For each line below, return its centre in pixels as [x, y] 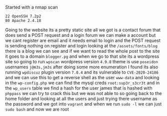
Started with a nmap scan [32, 7]
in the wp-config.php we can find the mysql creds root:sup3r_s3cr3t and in [82, 83]
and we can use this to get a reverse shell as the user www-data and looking [82, 77]
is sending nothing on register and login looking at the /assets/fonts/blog [81, 46]
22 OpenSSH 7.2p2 [23, 16]
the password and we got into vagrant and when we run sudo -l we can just [83, 104]
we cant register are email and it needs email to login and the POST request [83, 40]
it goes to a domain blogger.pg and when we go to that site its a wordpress [82, 56]
